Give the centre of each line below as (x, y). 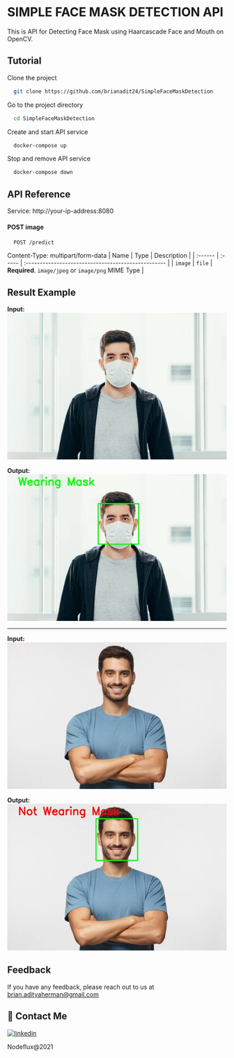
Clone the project (32, 78)
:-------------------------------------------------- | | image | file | (118, 263)
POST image (25, 227)
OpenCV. (20, 38)
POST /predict (34, 243)
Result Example (42, 292)
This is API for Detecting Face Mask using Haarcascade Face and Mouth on (116, 31)
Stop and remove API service (49, 159)
